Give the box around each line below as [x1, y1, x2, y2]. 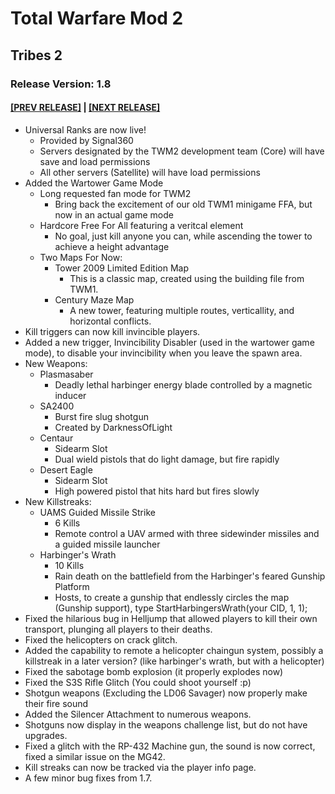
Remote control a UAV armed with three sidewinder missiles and [54, 527, 320, 539]
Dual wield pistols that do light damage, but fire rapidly [54, 453, 280, 465]
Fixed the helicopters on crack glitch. [24, 633, 178, 646]
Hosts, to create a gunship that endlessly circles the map [54, 591, 290, 603]
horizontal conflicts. [69, 315, 152, 327]
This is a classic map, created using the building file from [69, 272, 305, 284]
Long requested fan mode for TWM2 [39, 187, 192, 199]
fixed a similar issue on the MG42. [24, 750, 166, 762]
